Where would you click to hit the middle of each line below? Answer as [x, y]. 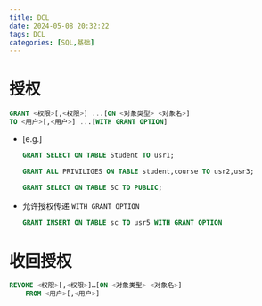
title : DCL [29, 17]
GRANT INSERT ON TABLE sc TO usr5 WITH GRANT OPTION [122, 223]
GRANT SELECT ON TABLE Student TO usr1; [98, 155]
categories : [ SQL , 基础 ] [52, 42]
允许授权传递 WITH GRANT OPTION [81, 205]
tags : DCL [28, 34]
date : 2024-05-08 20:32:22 [59, 26]
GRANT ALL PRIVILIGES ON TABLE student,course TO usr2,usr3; [138, 171]
